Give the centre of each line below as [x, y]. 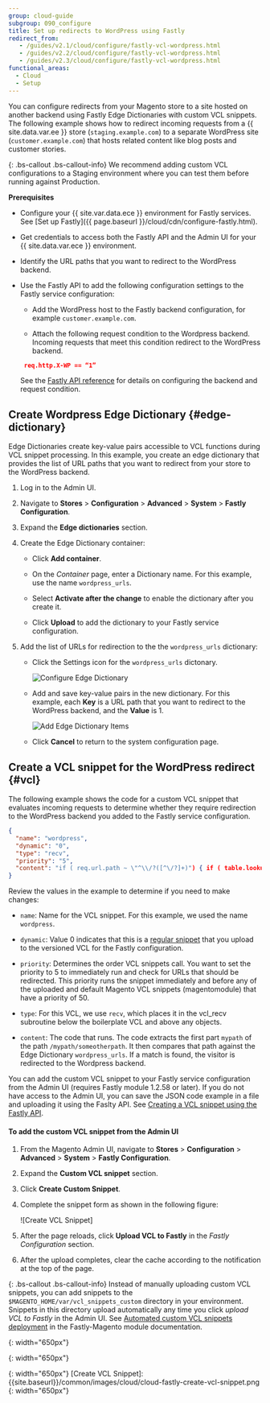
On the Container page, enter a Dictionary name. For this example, [142, 574]
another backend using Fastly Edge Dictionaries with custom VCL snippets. [133, 114]
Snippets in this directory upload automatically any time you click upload [129, 1310]
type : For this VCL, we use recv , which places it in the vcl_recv [123, 1013]
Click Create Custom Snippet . [70, 1189]
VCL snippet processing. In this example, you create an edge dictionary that [134, 455]
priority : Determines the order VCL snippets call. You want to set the [135, 964]
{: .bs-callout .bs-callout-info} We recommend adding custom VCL [119, 164]
